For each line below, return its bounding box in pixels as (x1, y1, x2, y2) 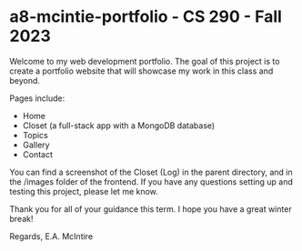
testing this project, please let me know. (9, 186, 159, 196)
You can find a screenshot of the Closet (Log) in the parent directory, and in (9, 166, 293, 177)
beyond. (9, 75, 41, 85)
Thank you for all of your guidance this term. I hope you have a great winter (9, 203, 293, 215)
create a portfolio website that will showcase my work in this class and (9, 65, 274, 76)
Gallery (22, 139, 50, 150)
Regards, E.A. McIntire (9, 230, 94, 242)
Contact (22, 148, 53, 160)
